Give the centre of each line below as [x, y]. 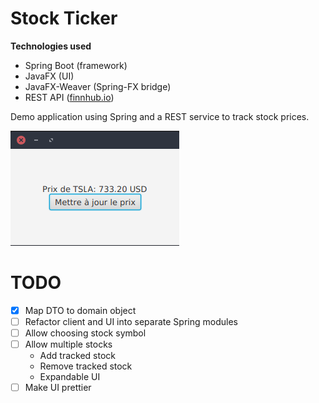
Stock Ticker [64, 18]
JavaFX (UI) [49, 76]
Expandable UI [70, 377]
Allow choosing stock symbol [85, 333]
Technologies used [51, 46]
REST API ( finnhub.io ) [69, 97]
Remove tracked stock [86, 366]
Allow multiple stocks [68, 344]
